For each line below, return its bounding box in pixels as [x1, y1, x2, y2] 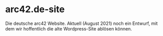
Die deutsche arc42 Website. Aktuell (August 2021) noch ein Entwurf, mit [5, 20, 158, 26]
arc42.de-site [5, 4, 65, 15]
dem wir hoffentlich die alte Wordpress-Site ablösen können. [5, 25, 132, 31]
